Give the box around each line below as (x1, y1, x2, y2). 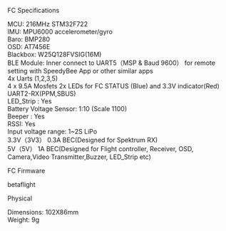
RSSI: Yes (7, 120, 36, 128)
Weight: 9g (7, 215, 40, 224)
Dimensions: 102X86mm (7, 208, 79, 216)
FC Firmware (7, 167, 46, 175)
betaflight (7, 180, 36, 188)
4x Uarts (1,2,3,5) (7, 74, 58, 83)
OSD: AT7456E (7, 43, 51, 51)
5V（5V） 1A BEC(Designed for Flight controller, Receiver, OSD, (7, 145, 194, 153)
